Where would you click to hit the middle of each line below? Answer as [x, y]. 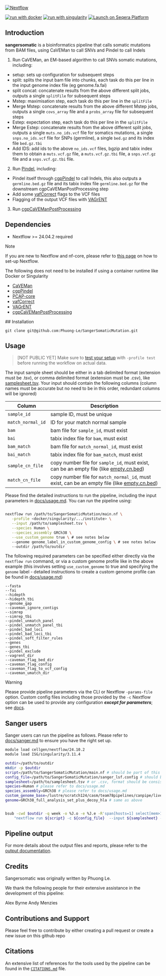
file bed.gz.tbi [27, 143]
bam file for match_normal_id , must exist [96, 447]
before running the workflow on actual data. [62, 363]
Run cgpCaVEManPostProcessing [47, 209]
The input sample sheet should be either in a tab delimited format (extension [83, 373]
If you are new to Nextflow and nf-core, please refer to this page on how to [81, 256]
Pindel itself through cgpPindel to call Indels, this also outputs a [77, 178]
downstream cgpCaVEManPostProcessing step [60, 189]
